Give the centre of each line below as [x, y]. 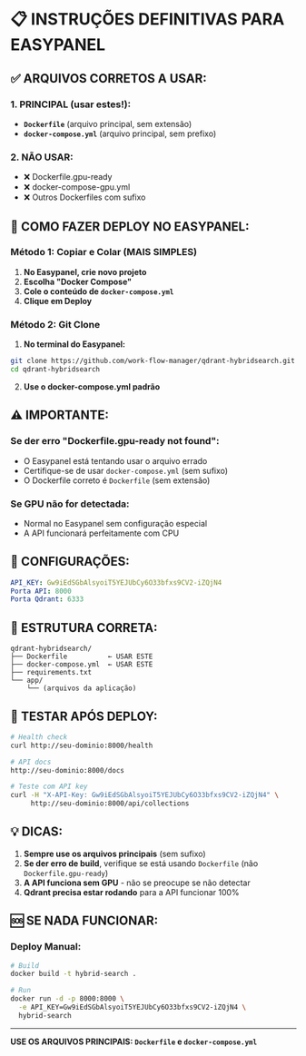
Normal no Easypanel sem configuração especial [115, 523]
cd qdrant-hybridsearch [55, 370]
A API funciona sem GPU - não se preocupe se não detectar [137, 883]
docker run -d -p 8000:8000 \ [68, 999]
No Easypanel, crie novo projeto [85, 271]
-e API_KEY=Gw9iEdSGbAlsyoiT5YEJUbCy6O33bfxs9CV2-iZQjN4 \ [133, 1007]
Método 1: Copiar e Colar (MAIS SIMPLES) [104, 252]
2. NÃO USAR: [42, 157]
